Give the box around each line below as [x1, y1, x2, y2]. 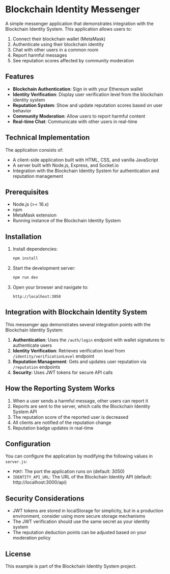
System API [12, 409, 37, 415]
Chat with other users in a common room [12, 46, 99, 53]
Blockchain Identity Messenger [5, 4, 140, 15]
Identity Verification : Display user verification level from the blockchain [12, 91, 164, 98]
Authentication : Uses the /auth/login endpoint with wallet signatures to [12, 337, 165, 343]
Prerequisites [5, 187, 49, 196]
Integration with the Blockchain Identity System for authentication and [12, 168, 159, 174]
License [5, 549, 31, 558]
